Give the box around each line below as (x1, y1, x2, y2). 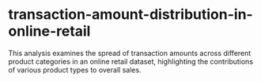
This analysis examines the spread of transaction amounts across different (8, 48, 252, 58)
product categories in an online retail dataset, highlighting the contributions (8, 57, 254, 66)
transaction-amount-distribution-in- (8, 6, 253, 24)
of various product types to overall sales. (8, 65, 142, 74)
